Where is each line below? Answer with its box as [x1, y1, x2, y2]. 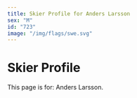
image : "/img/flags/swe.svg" [7, 29, 93, 37]
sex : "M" [7, 17, 33, 24]
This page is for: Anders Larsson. [7, 83, 104, 92]
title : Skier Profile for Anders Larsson [7, 10, 131, 17]
